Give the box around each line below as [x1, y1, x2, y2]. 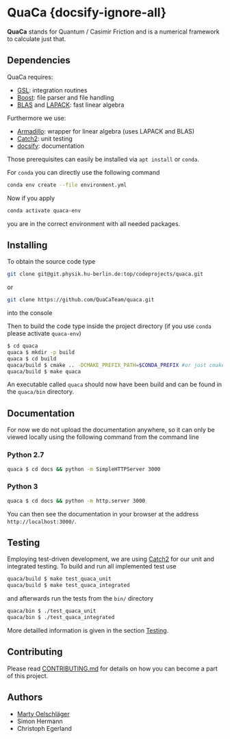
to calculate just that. [7, 34, 66, 42]
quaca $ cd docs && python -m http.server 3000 [7, 497, 146, 504]
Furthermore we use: [7, 114, 66, 122]
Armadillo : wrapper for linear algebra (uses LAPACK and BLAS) [16, 127, 195, 135]
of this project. [7, 671, 49, 679]
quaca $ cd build [7, 355, 57, 362]
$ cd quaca [7, 342, 38, 350]
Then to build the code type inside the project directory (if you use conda [7, 322, 212, 330]
